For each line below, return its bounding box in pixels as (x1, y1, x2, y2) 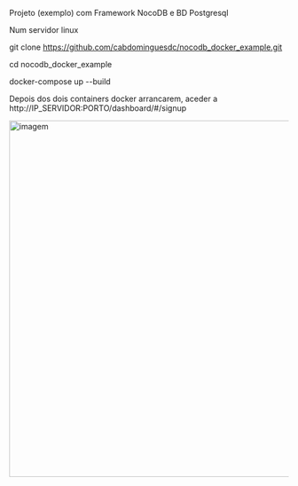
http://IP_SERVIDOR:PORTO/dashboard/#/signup (9, 103, 187, 114)
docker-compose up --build (9, 76, 111, 87)
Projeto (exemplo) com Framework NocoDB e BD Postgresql (9, 8, 229, 18)
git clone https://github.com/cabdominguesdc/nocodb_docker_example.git (9, 42, 283, 52)
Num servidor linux (9, 25, 79, 35)
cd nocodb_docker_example (9, 59, 113, 69)
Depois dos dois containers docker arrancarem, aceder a (9, 93, 218, 104)
